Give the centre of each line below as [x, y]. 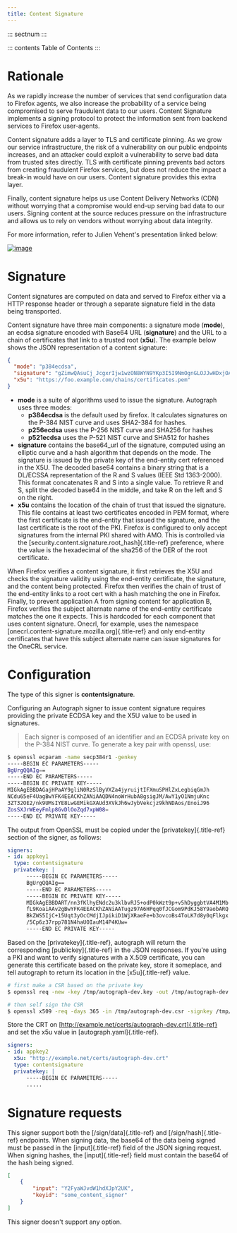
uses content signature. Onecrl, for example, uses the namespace [103, 624]
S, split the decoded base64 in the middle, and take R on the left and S [120, 490]
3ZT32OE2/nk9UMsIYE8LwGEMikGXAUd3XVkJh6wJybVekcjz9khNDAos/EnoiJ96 [109, 803]
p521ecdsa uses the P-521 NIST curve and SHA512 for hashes [119, 437]
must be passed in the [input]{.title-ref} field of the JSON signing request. [115, 1148]
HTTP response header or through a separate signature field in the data [111, 304]
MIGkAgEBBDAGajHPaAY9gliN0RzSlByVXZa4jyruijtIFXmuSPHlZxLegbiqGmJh [109, 790]
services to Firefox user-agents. [54, 126]
